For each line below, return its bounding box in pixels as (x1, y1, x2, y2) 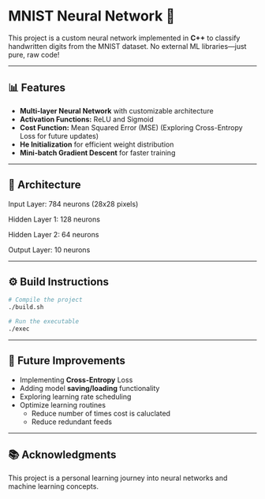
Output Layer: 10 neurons (8, 244, 91, 255)
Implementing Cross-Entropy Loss (19, 374, 133, 385)
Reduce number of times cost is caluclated (31, 408, 171, 418)
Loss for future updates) (19, 131, 99, 140)
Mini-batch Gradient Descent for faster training (19, 147, 176, 157)
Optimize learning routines (19, 400, 106, 409)
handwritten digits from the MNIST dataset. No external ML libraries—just (8, 41, 247, 50)
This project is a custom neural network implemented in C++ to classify (8, 33, 241, 43)
